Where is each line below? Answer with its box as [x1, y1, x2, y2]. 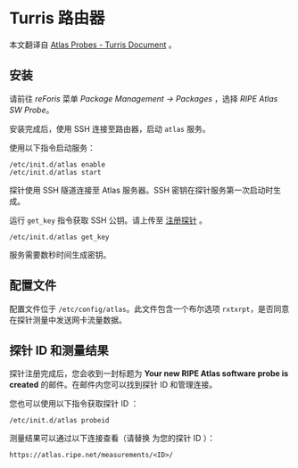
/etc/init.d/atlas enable [9, 160, 105, 169]
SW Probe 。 [9, 104, 54, 115]
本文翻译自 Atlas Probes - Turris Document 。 [9, 39, 177, 50]
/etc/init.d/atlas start [9, 168, 102, 177]
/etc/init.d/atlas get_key [9, 233, 110, 242]
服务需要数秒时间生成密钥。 [9, 249, 112, 259]
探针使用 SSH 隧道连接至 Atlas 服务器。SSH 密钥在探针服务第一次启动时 [9, 185, 274, 195]
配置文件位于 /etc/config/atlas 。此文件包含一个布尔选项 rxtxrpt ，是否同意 [9, 303, 290, 314]
